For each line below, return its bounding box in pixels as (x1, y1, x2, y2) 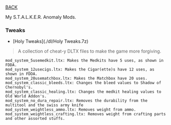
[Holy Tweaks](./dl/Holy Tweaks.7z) (12, 38, 89, 44)
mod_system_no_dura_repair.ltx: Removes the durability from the (5, 98, 147, 104)
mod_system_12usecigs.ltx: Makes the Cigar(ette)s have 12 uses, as (5, 67, 155, 72)
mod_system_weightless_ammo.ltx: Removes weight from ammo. (5, 107, 137, 112)
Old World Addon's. (5, 94, 47, 99)
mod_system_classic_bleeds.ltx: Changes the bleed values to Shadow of (5, 81, 161, 86)
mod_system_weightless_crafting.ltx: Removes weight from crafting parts (5, 112, 166, 117)
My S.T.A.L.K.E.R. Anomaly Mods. (5, 14, 76, 20)
